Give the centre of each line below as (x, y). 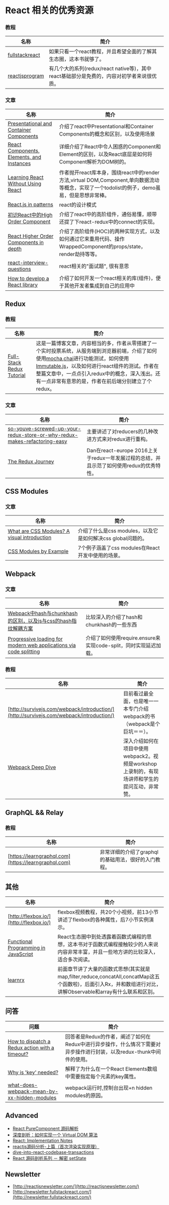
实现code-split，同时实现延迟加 (123, 645)
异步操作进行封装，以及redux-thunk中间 (113, 1052)
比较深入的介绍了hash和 (114, 617)
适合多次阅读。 (75, 959)
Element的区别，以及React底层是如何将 (106, 154)
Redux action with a (31, 1048)
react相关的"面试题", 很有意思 (94, 266)
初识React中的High (30, 214)
